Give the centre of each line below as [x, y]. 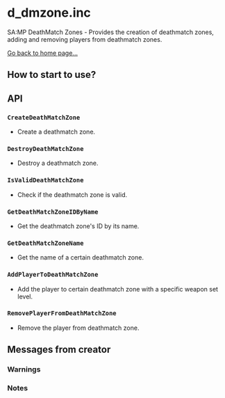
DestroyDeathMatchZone [45, 149]
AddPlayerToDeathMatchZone [53, 275]
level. [25, 296]
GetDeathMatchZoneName [45, 243]
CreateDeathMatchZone [44, 117]
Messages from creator [59, 350]
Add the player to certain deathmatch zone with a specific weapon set [118, 289]
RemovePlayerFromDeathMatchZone [62, 313]
